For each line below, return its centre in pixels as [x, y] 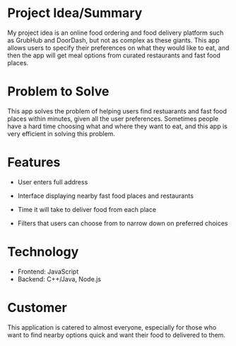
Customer [37, 307]
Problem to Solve [58, 92]
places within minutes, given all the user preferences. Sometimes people [113, 118]
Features [34, 163]
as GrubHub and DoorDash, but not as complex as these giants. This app [114, 40]
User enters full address [53, 182]
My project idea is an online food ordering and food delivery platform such [116, 33]
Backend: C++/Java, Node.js [59, 279]
